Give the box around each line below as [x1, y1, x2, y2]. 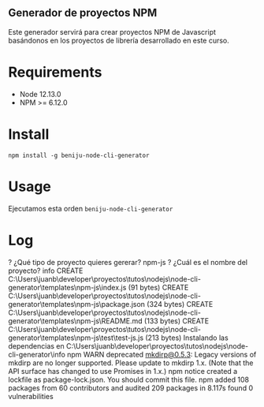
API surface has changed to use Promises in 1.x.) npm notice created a [8, 366, 238, 375]
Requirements [8, 63, 102, 81]
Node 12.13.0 [19, 89, 61, 99]
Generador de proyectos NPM [8, 6, 158, 20]
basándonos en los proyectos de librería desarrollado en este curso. [8, 35, 230, 45]
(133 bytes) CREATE [144, 316, 210, 326]
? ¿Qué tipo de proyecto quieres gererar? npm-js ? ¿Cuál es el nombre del [8, 257, 248, 267]
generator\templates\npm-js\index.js [8, 282, 127, 292]
